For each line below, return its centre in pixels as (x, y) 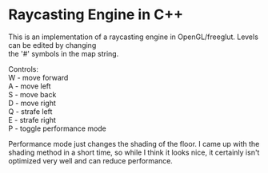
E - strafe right (32, 120)
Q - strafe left (30, 111)
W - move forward (38, 77)
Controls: (23, 69)
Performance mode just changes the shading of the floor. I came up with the (134, 144)
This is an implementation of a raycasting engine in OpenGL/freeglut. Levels (133, 37)
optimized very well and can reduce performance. (91, 160)
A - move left (30, 86)
